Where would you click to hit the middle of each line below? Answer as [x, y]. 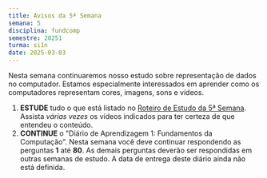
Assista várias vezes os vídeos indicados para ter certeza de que [128, 116]
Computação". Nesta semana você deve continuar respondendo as [130, 142]
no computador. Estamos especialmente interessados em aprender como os [134, 84]
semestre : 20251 [35, 38]
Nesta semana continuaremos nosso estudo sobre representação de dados [133, 75]
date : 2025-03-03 [37, 53]
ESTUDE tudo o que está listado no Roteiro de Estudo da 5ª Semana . [133, 108]
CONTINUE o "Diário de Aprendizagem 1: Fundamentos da [116, 133]
